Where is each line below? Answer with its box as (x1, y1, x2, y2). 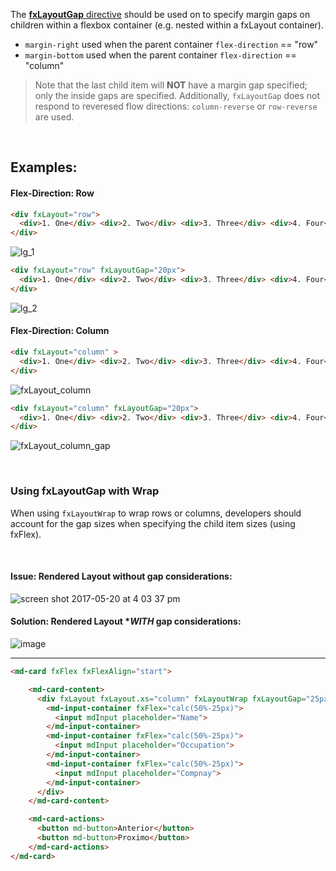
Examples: (10, 159, 78, 176)
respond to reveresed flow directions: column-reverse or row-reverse (34, 100, 318, 112)
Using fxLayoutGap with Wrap (10, 484, 160, 498)
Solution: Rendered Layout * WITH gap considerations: (10, 615, 242, 628)
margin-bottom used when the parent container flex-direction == (24, 49, 297, 61)
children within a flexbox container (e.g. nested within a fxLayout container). (10, 19, 324, 31)
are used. (34, 111, 75, 123)
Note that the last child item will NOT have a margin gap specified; (34, 79, 308, 91)
